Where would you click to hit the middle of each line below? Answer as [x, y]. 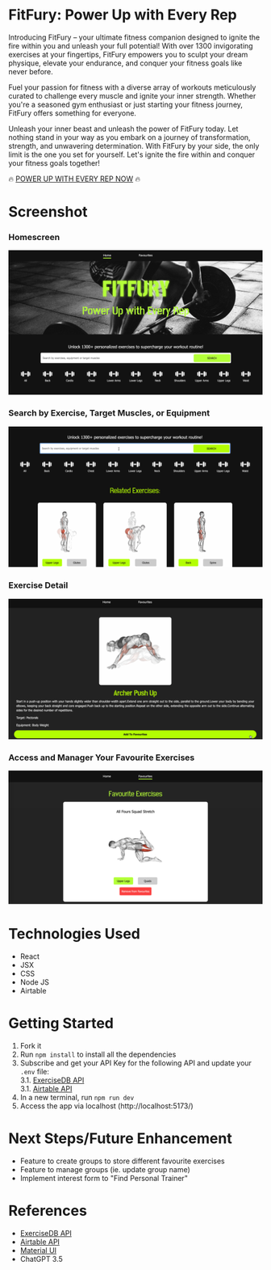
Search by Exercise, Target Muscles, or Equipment [109, 413]
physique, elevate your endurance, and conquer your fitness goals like [125, 63]
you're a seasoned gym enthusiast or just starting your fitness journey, [126, 104]
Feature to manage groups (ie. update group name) [105, 1170]
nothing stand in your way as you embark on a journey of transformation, [130, 137]
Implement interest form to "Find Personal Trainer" [104, 1179]
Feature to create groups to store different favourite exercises [122, 1161]
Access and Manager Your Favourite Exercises [102, 757]
